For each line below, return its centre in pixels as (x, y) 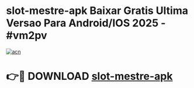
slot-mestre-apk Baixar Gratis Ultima (97, 11)
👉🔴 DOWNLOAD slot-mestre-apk (90, 76)
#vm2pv (27, 36)
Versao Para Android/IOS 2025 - (86, 23)
